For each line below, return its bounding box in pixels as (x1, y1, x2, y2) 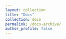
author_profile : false (5, 26, 52, 31)
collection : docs (5, 17, 41, 22)
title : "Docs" (5, 12, 35, 17)
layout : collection (5, 7, 46, 13)
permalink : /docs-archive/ (5, 21, 61, 27)
